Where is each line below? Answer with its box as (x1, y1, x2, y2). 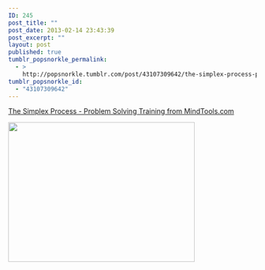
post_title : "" (8, 19, 58, 27)
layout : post (8, 41, 51, 49)
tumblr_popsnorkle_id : (8, 77, 83, 85)
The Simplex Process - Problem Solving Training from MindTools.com (8, 107, 234, 116)
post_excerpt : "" (8, 33, 65, 42)
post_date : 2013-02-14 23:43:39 (8, 26, 114, 34)
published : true (8, 48, 62, 56)
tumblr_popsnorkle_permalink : (8, 56, 108, 64)
